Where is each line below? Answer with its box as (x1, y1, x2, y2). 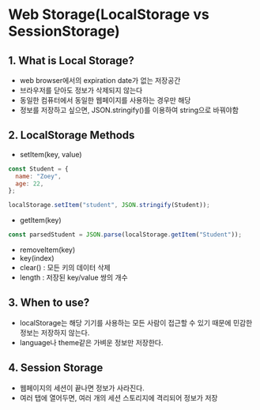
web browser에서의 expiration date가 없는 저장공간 (19, 76, 181, 85)
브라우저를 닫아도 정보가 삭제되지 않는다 (19, 85, 143, 95)
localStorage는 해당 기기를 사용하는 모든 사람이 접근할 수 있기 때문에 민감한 (19, 318, 253, 327)
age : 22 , (15, 179, 44, 187)
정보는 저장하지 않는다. (19, 328, 90, 337)
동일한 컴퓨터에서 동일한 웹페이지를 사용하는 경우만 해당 (19, 96, 191, 104)
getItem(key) (19, 216, 62, 225)
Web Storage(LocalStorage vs (8, 6, 209, 24)
